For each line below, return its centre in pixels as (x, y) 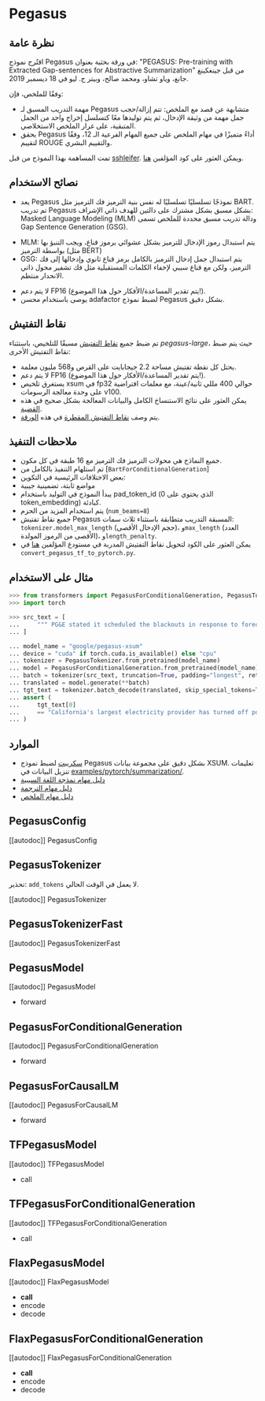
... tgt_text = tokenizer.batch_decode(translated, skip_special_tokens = (132, 690)
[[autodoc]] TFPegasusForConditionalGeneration (88, 1223)
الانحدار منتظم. (42, 275)
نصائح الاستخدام (43, 183)
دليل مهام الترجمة (46, 788)
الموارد (24, 744)
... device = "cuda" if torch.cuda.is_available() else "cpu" (113, 654)
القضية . (31, 408)
